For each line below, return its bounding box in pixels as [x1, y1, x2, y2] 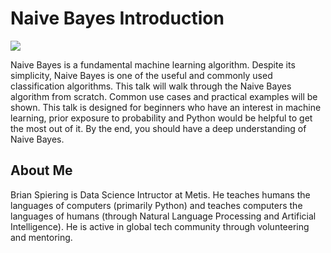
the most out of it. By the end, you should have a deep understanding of [10, 122, 307, 134]
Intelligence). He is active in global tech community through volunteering [10, 220, 310, 232]
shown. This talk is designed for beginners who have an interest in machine [10, 101, 322, 113]
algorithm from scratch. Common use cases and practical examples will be [10, 90, 318, 102]
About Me [10, 162, 73, 179]
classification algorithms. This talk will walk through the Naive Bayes [10, 80, 292, 92]
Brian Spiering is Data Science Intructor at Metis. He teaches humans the [10, 188, 311, 201]
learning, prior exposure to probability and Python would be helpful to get [10, 112, 313, 124]
